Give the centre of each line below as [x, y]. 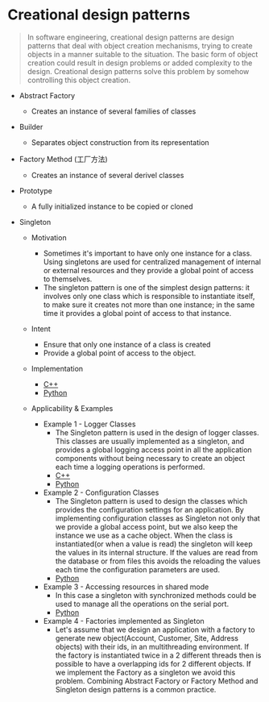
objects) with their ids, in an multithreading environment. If [152, 646]
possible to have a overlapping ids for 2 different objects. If [153, 663]
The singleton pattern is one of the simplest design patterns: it [147, 287]
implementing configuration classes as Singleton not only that [158, 518]
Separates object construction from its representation [120, 142]
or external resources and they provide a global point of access [149, 270]
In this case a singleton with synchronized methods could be [156, 595]
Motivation [49, 237]
